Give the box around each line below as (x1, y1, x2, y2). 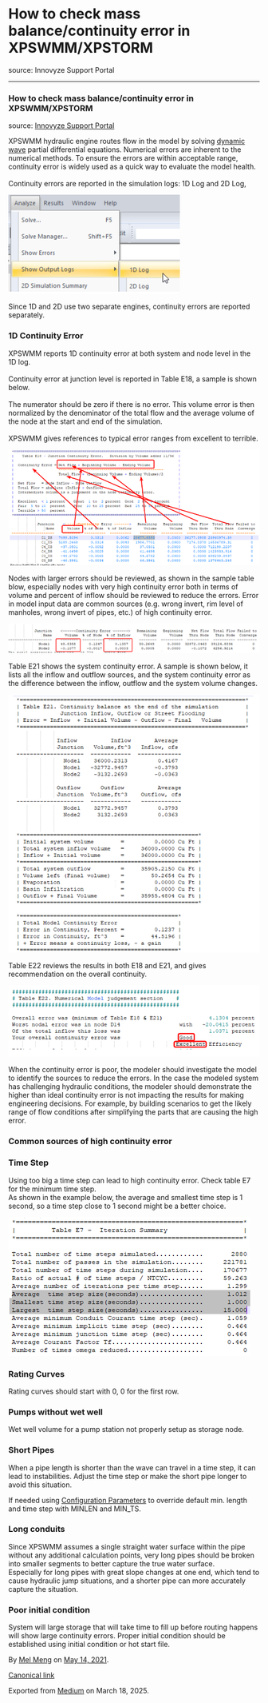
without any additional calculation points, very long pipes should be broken (8, 1550, 255, 1560)
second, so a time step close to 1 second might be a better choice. (8, 1201, 227, 1210)
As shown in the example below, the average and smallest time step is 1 (8, 1192, 243, 1202)
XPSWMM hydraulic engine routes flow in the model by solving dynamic (8, 137, 246, 146)
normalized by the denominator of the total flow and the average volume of (8, 408, 255, 417)
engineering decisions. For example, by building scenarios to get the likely (8, 1099, 252, 1108)
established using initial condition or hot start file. (8, 1640, 170, 1649)
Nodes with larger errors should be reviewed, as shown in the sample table (8, 573, 254, 583)
